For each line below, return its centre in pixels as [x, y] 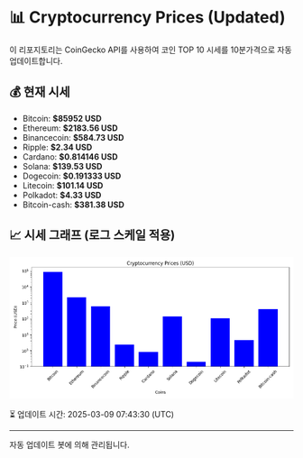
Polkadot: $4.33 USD [62, 195]
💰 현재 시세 [40, 92]
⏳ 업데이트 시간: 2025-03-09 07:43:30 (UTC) [92, 414]
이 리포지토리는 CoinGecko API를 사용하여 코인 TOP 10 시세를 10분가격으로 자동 [151, 50]
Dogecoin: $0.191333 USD [72, 176]
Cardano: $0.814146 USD [70, 156]
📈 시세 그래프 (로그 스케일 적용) [92, 235]
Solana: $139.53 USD [62, 166]
